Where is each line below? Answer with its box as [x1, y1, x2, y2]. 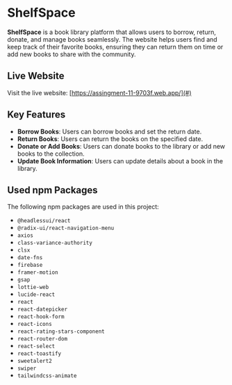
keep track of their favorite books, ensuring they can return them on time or [7, 42, 224, 51]
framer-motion [17, 269, 58, 276]
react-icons [17, 321, 52, 328]
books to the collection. [17, 149, 85, 158]
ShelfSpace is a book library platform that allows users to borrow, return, [7, 28, 217, 36]
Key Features [7, 109, 66, 121]
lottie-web [17, 284, 49, 291]
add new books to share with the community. [7, 50, 136, 58]
